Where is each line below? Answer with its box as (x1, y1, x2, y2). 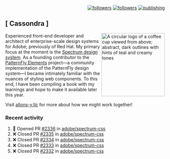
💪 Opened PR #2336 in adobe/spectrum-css (12, 126, 106, 132)
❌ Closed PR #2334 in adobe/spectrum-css (12, 137, 104, 143)
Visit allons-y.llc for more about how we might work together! (5, 101, 133, 108)
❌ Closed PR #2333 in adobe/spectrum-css (12, 142, 104, 148)
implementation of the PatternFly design (5, 65, 89, 71)
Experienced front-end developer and (5, 33, 84, 39)
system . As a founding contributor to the (5, 54, 90, 60)
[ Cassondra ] (5, 19, 49, 28)
